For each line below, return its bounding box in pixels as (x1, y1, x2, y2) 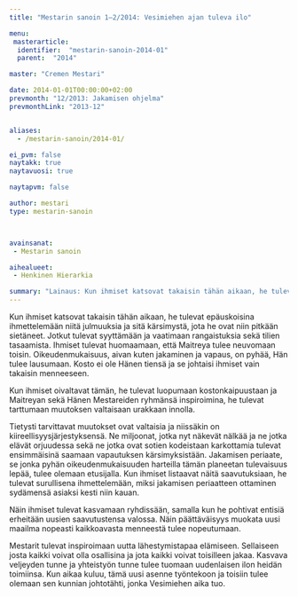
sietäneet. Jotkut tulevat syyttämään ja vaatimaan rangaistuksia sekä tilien (9, 330, 280, 341)
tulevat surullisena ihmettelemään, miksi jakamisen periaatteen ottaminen (9, 478, 277, 488)
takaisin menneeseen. (9, 368, 90, 378)
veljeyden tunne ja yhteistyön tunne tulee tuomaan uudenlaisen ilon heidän (9, 560, 282, 570)
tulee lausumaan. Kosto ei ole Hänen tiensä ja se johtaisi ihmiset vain (9, 358, 260, 369)
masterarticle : (12, 37, 69, 46)
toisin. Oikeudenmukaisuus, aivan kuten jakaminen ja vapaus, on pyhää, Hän (9, 350, 288, 359)
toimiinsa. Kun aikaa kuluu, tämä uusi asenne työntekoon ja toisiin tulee (9, 569, 269, 579)
